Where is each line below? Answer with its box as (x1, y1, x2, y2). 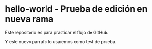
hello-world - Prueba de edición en (5, 3, 148, 14)
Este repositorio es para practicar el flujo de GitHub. (5, 29, 109, 35)
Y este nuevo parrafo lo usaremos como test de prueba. (5, 38, 117, 44)
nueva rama (5, 13, 54, 24)
